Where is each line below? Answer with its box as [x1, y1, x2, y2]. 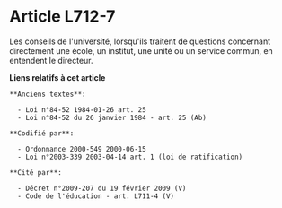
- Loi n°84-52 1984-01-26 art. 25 [17, 105, 146, 114]
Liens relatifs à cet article [9, 72, 106, 82]
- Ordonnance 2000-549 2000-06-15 [17, 144, 146, 153]
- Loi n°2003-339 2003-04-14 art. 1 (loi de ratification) [17, 152, 243, 161]
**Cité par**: [9, 168, 63, 177]
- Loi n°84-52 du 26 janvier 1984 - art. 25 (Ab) [17, 113, 207, 122]
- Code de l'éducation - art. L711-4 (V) [17, 191, 175, 201]
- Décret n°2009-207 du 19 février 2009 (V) [17, 184, 187, 193]
